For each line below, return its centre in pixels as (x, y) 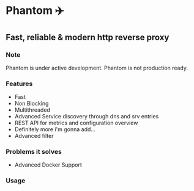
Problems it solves (34, 152)
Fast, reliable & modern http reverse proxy (88, 37)
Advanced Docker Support (48, 165)
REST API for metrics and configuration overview (76, 123)
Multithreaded (32, 110)
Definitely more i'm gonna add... (55, 129)
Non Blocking (32, 104)
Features (19, 84)
